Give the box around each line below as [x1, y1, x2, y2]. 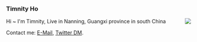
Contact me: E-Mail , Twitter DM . [6, 29, 84, 36]
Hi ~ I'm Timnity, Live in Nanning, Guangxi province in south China [6, 18, 166, 25]
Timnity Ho [6, 5, 39, 13]
